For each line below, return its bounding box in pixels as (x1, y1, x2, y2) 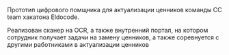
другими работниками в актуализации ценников (7, 41, 149, 48)
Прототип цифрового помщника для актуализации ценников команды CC (7, 6, 222, 14)
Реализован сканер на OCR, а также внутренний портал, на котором (7, 26, 208, 34)
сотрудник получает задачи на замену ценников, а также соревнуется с (7, 33, 219, 41)
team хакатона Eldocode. (7, 13, 80, 21)
